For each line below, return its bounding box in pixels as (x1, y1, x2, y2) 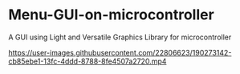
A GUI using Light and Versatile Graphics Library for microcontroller (8, 32, 232, 42)
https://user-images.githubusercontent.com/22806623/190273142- (8, 47, 232, 57)
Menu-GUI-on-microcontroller (8, 6, 214, 24)
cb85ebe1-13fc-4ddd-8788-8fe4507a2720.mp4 (8, 56, 167, 66)
